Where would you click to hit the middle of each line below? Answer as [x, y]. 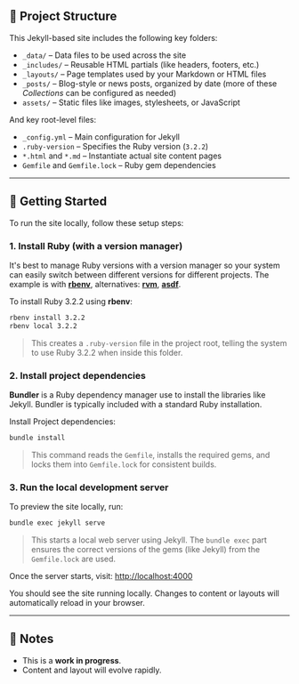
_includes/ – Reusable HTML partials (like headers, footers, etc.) [141, 64]
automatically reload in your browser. [77, 603]
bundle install [37, 438]
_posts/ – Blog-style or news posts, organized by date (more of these [149, 83]
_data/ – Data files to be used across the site [104, 55]
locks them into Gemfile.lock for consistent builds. [124, 464]
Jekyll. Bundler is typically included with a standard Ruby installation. [136, 404]
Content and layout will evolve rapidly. [92, 670]
